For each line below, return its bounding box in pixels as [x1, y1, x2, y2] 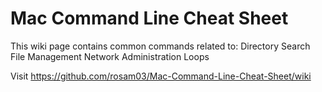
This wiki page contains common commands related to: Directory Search [10, 40, 311, 52]
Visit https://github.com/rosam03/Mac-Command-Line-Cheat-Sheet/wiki [10, 70, 312, 82]
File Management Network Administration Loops [10, 50, 210, 62]
